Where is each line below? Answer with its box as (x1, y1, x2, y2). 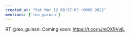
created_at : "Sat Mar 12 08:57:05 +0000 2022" (5, 7, 106, 13)
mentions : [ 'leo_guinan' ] (5, 12, 60, 17)
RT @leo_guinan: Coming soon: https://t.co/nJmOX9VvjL (5, 26, 125, 32)
